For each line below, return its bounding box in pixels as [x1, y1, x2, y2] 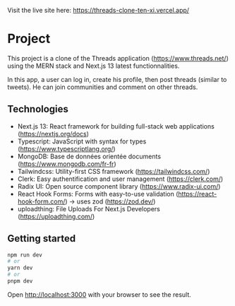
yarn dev [7, 264, 33, 271]
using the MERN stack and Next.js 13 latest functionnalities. [7, 61, 180, 70]
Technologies [7, 103, 69, 115]
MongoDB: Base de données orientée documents [17, 152, 161, 160]
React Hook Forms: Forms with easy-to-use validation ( [17, 189, 179, 198]
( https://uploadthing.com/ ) [17, 212, 95, 220]
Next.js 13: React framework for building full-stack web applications [17, 122, 215, 130]
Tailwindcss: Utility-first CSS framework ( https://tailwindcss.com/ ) [17, 167, 210, 175]
